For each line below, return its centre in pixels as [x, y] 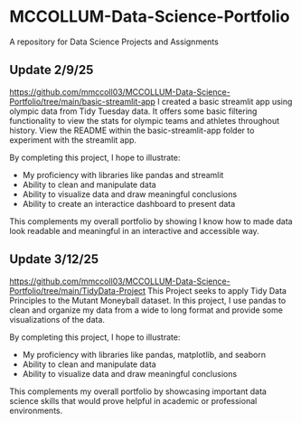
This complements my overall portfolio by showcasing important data [138, 391]
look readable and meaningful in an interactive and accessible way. [134, 230]
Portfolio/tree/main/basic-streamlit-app [82, 101]
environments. [36, 410]
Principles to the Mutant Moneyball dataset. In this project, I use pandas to [148, 300]
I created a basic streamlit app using [225, 101]
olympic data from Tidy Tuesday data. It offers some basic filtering [133, 111]
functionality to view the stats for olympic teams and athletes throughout [145, 120]
